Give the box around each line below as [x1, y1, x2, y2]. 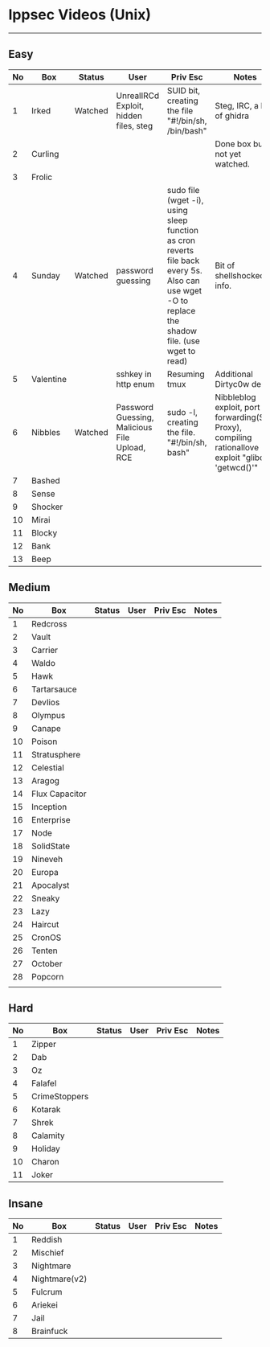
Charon [31, 1156, 59, 1168]
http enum [116, 378, 155, 389]
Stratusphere [31, 749, 81, 760]
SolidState [31, 840, 71, 852]
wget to [167, 345, 196, 356]
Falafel [31, 1078, 57, 1089]
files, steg [116, 120, 153, 131]
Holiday [31, 1144, 60, 1155]
